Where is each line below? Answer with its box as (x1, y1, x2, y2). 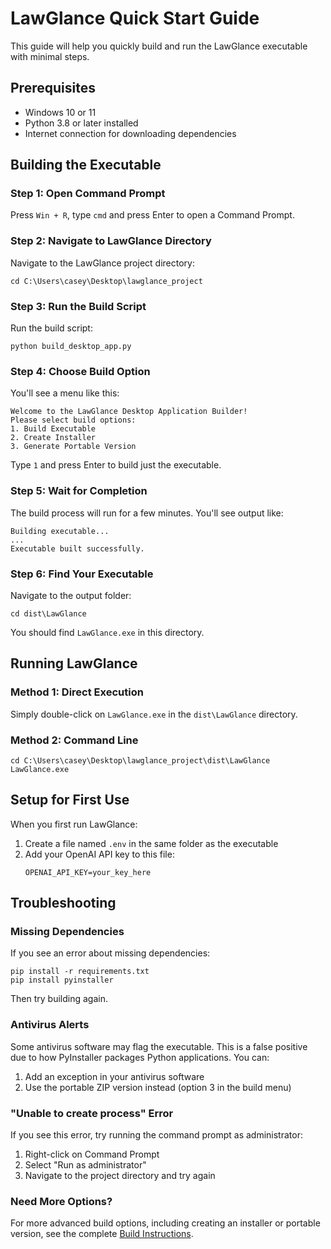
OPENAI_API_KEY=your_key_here (24, 867, 152, 877)
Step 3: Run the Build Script (10, 299, 147, 313)
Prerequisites (10, 80, 96, 97)
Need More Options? (10, 1194, 113, 1208)
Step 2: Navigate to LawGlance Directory (10, 234, 212, 248)
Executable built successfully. (10, 543, 145, 554)
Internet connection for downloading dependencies (24, 127, 237, 139)
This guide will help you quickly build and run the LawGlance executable (10, 40, 308, 52)
